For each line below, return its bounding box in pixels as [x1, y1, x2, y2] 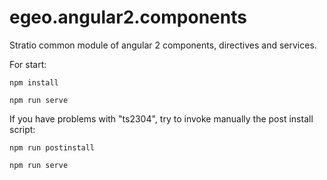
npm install [9, 77, 59, 88]
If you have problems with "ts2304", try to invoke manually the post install [9, 112, 314, 125]
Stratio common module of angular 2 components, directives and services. [9, 39, 317, 51]
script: [9, 123, 36, 135]
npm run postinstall [9, 142, 96, 153]
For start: [9, 58, 47, 70]
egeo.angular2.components [9, 6, 247, 29]
